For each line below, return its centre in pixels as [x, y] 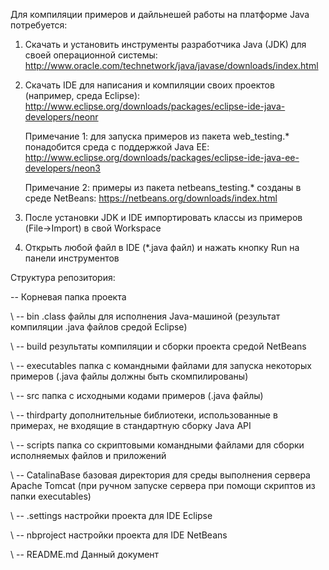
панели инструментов [72, 258]
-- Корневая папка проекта [68, 297]
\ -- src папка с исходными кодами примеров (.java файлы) [137, 395]
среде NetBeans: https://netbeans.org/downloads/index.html [151, 198]
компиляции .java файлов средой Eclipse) [99, 327]
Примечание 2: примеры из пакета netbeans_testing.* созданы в [163, 187]
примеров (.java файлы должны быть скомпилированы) [129, 376]
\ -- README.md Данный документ [85, 554]
